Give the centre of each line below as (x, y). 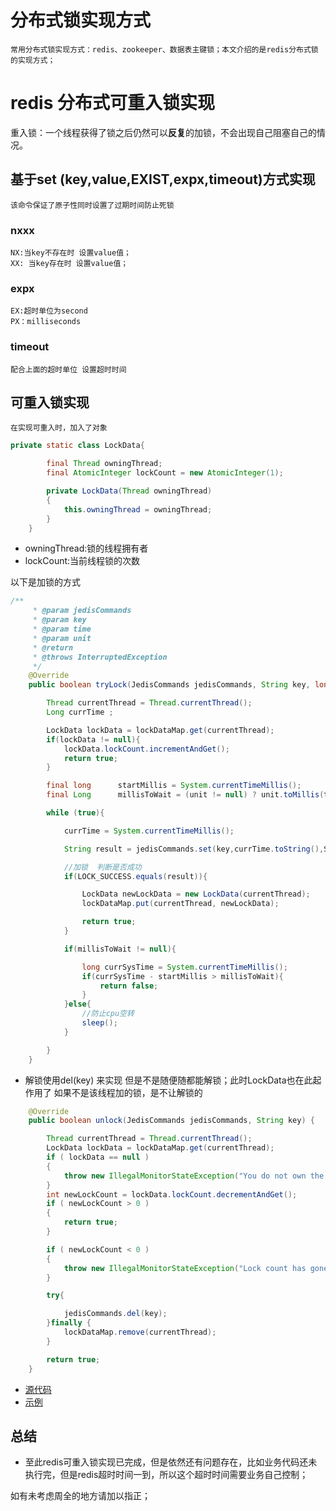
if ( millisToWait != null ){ (120, 949)
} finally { (69, 1323)
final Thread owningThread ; (104, 464)
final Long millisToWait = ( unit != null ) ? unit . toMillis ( (185, 795)
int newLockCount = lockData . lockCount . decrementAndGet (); (172, 1194)
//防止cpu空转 (108, 1014)
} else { (77, 1004)
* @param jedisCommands (82, 611)
